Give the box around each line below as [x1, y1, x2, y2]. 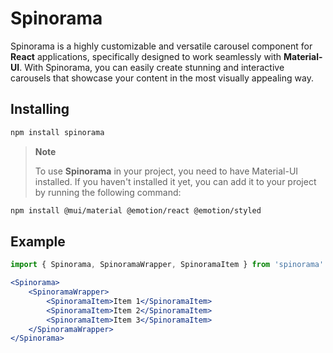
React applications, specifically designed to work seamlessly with [10, 50, 282, 62]
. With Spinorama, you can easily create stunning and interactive [19, 61, 285, 73]
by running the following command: [34, 186, 182, 198]
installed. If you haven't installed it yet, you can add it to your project [34, 175, 317, 187]
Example [10, 233, 66, 250]
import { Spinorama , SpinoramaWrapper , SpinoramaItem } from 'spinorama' [10, 260, 325, 270]
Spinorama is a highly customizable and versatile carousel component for [10, 40, 313, 52]
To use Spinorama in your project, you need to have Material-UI [34, 165, 299, 177]
